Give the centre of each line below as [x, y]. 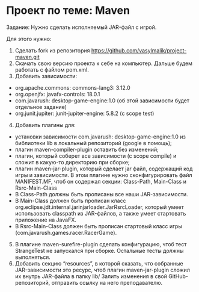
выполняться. [33, 257]
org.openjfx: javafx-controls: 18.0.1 [57, 94]
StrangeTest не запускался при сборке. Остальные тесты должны [99, 250]
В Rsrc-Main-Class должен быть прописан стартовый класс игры [98, 226]
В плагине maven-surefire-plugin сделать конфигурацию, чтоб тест [101, 244]
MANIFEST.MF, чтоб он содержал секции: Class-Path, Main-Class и [100, 181]
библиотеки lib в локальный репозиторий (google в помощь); [93, 143]
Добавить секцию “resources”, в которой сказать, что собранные [99, 263]
